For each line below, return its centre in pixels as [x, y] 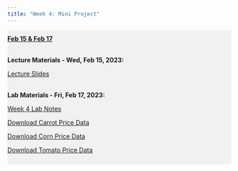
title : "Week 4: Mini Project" [54, 14]
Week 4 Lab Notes [34, 109]
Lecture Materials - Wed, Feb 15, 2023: [66, 60]
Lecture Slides [28, 73]
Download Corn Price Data [46, 136]
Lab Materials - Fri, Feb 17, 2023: [56, 95]
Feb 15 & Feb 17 [30, 38]
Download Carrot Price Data [49, 122]
